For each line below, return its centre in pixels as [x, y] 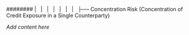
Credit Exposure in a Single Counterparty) [58, 15]
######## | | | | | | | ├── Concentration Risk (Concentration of [95, 9]
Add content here [28, 27]
